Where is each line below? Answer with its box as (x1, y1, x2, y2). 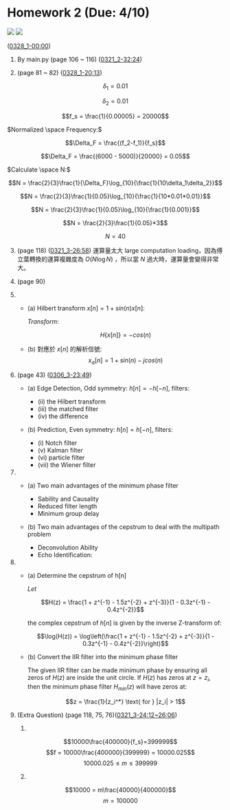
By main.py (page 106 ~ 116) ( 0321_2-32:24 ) (16, 55, 143, 63)
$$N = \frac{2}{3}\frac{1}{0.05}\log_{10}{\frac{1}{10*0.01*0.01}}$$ (20, 191, 211, 200)
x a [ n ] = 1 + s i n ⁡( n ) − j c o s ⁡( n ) (88, 356, 163, 366)
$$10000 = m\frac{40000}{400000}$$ (65, 785, 176, 793)
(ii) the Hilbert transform (37, 397, 106, 406)
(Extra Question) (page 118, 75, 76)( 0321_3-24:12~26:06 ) (16, 711, 177, 719)
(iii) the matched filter (37, 405, 99, 413)
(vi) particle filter (37, 453, 85, 462)
